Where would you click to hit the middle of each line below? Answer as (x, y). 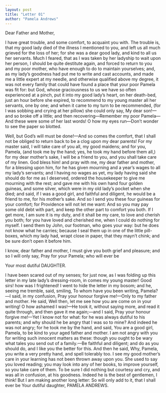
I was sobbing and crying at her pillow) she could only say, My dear (74, 111)
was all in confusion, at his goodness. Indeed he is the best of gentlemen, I (81, 375)
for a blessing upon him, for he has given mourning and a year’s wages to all (83, 168)
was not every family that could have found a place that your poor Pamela (80, 85)
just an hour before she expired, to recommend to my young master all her (81, 100)
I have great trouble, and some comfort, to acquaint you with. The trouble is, (83, 43)
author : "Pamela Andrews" (32, 19)
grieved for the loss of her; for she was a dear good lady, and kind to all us (81, 53)
